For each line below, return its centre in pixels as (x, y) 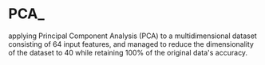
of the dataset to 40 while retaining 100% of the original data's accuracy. (128, 52)
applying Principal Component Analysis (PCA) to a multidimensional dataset (132, 36)
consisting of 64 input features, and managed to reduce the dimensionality (131, 44)
